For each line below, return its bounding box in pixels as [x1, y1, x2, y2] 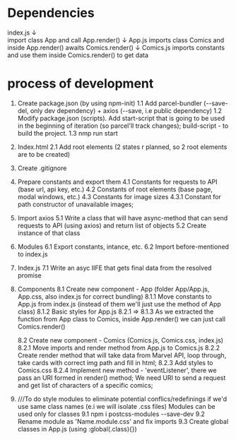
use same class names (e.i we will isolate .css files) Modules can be [17, 402, 216, 410]
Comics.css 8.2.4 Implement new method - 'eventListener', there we [17, 366, 217, 374]
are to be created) [17, 150, 71, 158]
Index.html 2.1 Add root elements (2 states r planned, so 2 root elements [17, 143, 228, 151]
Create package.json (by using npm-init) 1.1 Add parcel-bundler [17, 99, 203, 107]
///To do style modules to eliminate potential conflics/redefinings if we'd [17, 394, 228, 403]
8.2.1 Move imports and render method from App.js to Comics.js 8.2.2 [17, 343, 220, 352]
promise [17, 270, 42, 280]
